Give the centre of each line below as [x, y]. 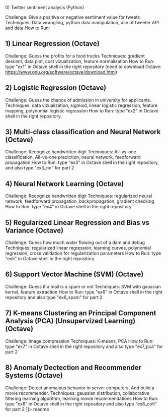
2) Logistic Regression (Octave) [56, 88]
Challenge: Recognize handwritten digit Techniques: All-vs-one [71, 152]
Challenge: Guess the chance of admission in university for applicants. [78, 100]
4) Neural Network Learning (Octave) [65, 184]
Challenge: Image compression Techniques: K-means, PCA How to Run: [79, 341]
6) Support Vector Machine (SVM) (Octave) [74, 275]
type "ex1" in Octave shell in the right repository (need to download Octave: [83, 67]
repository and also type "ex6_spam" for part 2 [54, 297]
